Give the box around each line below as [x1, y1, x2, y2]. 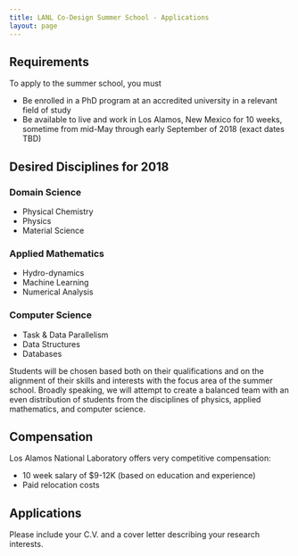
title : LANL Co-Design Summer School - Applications [9, 12, 210, 22]
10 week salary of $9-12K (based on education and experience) [21, 470, 256, 481]
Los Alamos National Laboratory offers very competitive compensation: [9, 452, 271, 464]
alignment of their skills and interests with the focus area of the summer [9, 375, 274, 386]
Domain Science [9, 186, 82, 198]
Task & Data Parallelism [21, 329, 109, 340]
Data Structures [21, 338, 80, 349]
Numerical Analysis [21, 286, 94, 297]
